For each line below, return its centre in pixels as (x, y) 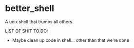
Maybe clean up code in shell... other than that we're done (71, 40)
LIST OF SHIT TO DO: (27, 31)
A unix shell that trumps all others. (39, 22)
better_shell (30, 8)
